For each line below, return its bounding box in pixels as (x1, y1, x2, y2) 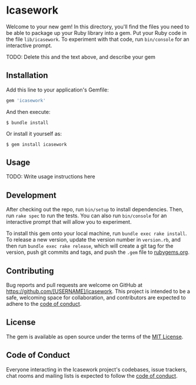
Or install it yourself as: (6, 130, 62, 137)
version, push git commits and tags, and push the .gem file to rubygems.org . (6, 249, 190, 256)
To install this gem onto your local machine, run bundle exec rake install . (6, 230, 187, 237)
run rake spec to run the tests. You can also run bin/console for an (6, 212, 167, 219)
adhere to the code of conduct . (6, 301, 82, 308)
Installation (6, 70, 48, 80)
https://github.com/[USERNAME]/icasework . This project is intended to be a (6, 288, 190, 295)
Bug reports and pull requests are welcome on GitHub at (6, 282, 143, 289)
